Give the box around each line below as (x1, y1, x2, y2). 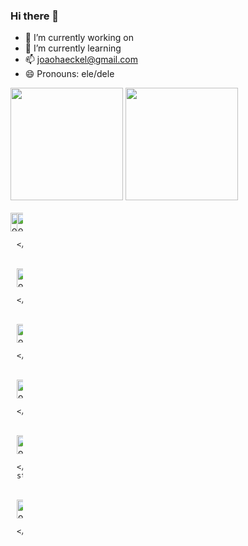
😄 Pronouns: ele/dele (24, 68, 115, 80)
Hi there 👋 (10, 9, 60, 23)
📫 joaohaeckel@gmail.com (24, 54, 138, 66)
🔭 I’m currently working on (24, 32, 134, 44)
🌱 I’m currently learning (24, 42, 122, 54)
